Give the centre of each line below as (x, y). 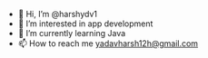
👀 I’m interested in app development (85, 24)
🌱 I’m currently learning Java (72, 33)
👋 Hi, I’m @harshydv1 (58, 14)
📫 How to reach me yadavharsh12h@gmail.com (108, 43)
